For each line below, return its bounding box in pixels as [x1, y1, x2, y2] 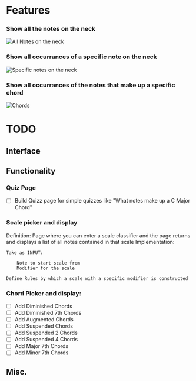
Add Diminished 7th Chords [14, 310, 82, 317]
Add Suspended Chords [14, 323, 74, 330]
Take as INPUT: [6, 249, 44, 256]
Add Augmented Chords [14, 316, 74, 323]
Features [6, 4, 51, 17]
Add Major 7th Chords [14, 343, 69, 350]
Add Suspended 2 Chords [14, 329, 78, 337]
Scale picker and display [6, 219, 78, 227]
